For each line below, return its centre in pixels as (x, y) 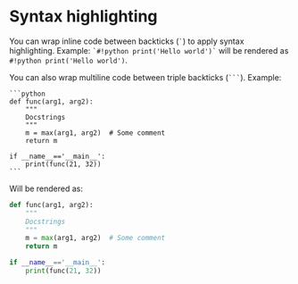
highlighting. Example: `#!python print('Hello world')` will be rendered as (149, 50)
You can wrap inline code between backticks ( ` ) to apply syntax (127, 41)
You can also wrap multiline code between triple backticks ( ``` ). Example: (145, 77)
